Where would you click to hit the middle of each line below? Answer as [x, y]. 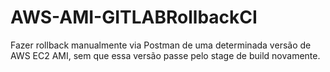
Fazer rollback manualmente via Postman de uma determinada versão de [161, 45]
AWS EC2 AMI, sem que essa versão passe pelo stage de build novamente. [165, 55]
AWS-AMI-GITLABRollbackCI [134, 17]
